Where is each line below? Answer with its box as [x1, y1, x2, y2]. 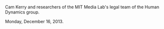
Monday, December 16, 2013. [5, 19, 64, 24]
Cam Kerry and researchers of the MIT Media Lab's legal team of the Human [5, 4, 160, 10]
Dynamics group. [5, 9, 40, 15]
